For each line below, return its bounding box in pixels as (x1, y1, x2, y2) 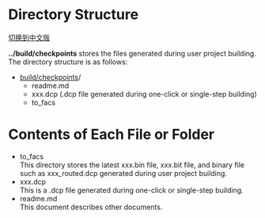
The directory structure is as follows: (8, 57, 128, 67)
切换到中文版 (8, 33, 50, 42)
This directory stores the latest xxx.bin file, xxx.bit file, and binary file (19, 160, 245, 170)
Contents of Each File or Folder (8, 125, 215, 143)
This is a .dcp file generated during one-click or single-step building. (19, 185, 244, 195)
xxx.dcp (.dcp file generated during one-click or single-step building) (31, 89, 257, 98)
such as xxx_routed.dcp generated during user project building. (19, 168, 228, 178)
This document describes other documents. (19, 202, 163, 212)
